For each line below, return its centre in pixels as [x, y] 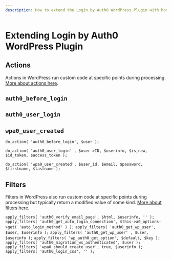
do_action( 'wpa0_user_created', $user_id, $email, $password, [74, 165]
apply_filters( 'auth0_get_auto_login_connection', [61, 222]
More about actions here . [32, 83]
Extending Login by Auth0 [62, 35]
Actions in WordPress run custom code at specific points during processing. [86, 77]
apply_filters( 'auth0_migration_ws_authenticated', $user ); [73, 243]
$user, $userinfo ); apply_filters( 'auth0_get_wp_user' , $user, [77, 233]
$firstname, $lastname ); [33, 169]
